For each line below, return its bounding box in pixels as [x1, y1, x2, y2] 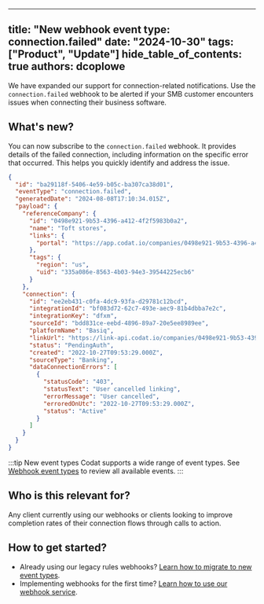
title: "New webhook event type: [8, 23, 170, 36]
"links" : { [28, 231, 65, 240]
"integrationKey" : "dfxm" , [28, 312, 118, 320]
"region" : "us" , [36, 261, 90, 269]
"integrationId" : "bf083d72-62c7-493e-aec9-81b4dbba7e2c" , [28, 304, 226, 313]
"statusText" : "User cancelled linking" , [42, 385, 181, 393]
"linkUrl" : [28, 333, 65, 342]
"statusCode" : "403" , [42, 378, 114, 386]
